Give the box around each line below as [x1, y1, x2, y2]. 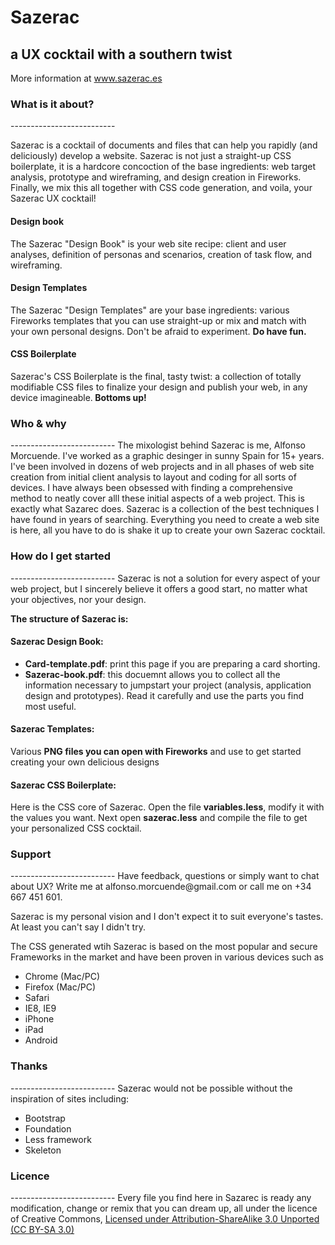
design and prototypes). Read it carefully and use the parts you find [24, 689, 305, 701]
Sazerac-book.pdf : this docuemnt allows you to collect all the [24, 668, 281, 680]
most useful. [24, 700, 77, 712]
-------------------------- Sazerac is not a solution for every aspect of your [10, 572, 321, 584]
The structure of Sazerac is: [10, 612, 129, 625]
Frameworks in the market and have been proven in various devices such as [10, 951, 324, 963]
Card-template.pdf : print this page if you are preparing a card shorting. [24, 657, 321, 670]
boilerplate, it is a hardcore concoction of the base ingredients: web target [10, 161, 317, 173]
